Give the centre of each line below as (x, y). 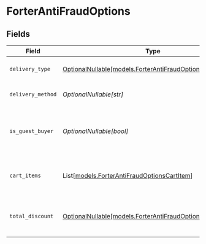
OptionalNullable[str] (93, 94)
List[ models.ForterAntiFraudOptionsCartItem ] (128, 176)
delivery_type (30, 69)
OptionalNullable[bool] (95, 131)
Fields (18, 34)
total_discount (32, 216)
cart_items (25, 176)
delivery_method (33, 94)
